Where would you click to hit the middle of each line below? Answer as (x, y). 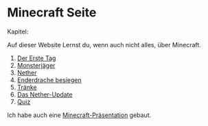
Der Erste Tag (36, 58)
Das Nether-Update (45, 94)
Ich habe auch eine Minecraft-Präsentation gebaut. (79, 115)
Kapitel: (18, 32)
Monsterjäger (36, 65)
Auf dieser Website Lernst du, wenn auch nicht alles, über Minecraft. (104, 45)
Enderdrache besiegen (49, 79)
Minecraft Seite (52, 13)
